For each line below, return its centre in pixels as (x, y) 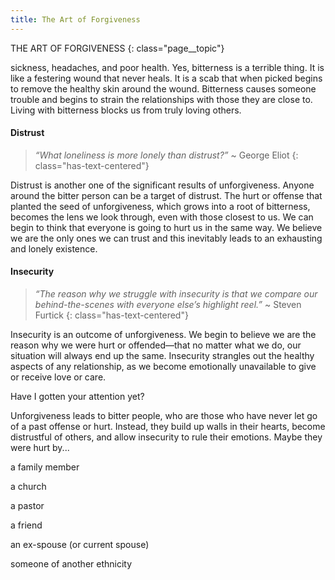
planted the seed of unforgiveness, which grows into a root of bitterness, (160, 206)
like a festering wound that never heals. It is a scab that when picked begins (166, 78)
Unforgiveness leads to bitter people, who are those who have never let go (164, 416)
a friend (26, 525)
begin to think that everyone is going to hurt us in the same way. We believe (166, 227)
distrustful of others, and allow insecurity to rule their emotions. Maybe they (166, 437)
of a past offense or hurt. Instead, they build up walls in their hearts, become (168, 427)
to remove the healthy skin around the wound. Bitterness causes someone (163, 88)
